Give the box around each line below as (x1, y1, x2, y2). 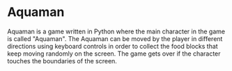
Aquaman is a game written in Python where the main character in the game (7, 27, 225, 35)
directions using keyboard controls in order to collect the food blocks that (7, 42, 218, 50)
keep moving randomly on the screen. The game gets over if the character (7, 49, 221, 58)
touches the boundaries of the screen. (7, 56, 117, 65)
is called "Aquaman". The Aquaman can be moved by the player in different (7, 34, 223, 42)
